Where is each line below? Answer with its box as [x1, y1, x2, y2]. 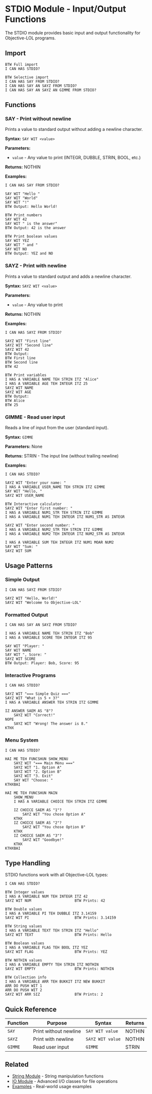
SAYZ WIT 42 [5, 347, 29, 352]
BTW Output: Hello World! [5, 204, 57, 209]
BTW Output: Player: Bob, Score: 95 [5, 661, 79, 666]
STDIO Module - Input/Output [5, 3, 126, 15]
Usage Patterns [5, 562, 53, 570]
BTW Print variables [5, 372, 47, 378]
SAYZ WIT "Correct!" [14, 713, 55, 718]
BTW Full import [5, 62, 38, 67]
